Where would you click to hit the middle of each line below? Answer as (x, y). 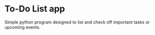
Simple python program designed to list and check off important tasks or (77, 22)
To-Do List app (35, 9)
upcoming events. (23, 27)
